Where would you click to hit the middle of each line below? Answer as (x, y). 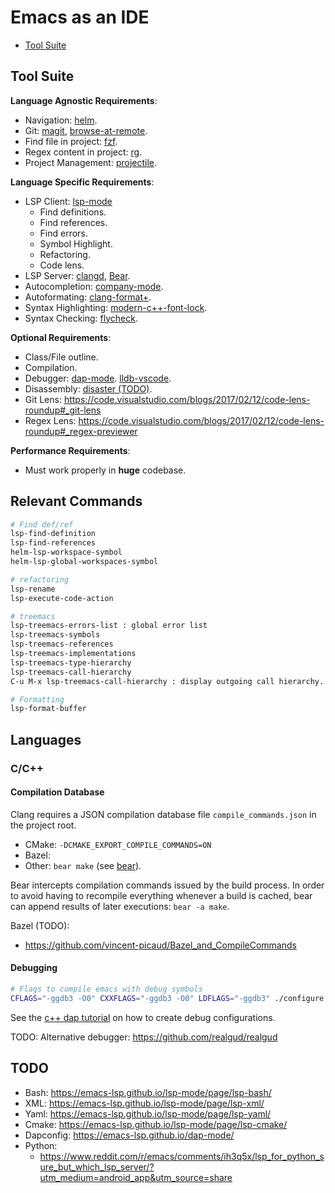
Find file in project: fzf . (71, 141)
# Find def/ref (42, 524)
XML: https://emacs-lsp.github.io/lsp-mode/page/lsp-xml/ (144, 1103)
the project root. (43, 825)
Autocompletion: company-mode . (94, 286)
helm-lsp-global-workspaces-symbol (84, 562)
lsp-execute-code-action (62, 598)
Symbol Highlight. (76, 243)
